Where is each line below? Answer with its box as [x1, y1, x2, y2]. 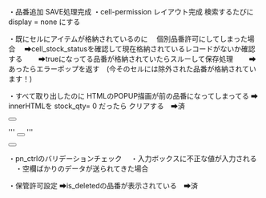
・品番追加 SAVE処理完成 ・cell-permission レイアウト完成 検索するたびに [8, 7, 254, 16]
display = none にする [8, 17, 81, 26]
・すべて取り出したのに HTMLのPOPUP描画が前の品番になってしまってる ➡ [8, 91, 259, 100]
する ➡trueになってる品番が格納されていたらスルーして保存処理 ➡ [8, 55, 256, 63]
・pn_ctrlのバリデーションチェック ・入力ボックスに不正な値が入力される [8, 154, 257, 163]
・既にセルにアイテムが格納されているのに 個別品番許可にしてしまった [8, 34, 248, 43]
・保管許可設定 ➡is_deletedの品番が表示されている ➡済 [8, 181, 199, 190]
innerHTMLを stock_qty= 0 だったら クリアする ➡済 [8, 101, 186, 111]
